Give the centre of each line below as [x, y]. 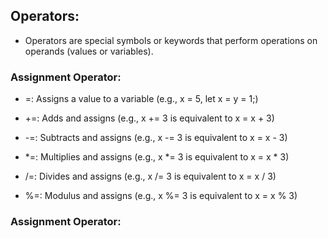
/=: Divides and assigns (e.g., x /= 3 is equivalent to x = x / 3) [150, 176]
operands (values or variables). [89, 51]
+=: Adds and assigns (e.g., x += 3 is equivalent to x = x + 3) [149, 118]
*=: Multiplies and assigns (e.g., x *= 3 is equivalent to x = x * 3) [157, 157]
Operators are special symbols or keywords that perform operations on [171, 40]
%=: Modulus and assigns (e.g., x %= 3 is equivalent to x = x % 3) [161, 196]
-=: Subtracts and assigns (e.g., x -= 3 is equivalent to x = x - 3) [156, 138]
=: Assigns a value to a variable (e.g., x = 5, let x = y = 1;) [141, 99]
